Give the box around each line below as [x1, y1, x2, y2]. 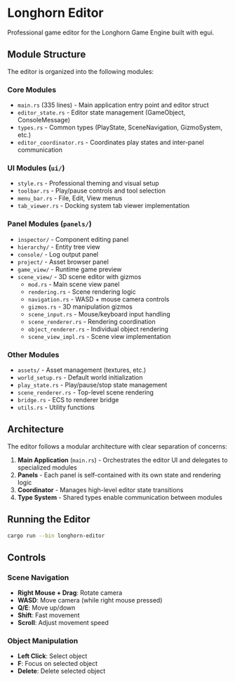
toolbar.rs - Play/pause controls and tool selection [17, 186, 166, 195]
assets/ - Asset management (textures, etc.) [17, 366, 147, 374]
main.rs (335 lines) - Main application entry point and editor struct [17, 101, 209, 110]
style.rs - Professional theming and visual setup [17, 179, 159, 188]
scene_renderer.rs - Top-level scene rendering [17, 388, 154, 397]
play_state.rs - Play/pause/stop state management [17, 380, 168, 389]
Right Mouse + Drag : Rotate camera [17, 588, 123, 597]
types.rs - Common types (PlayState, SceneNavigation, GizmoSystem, [17, 123, 223, 131]
